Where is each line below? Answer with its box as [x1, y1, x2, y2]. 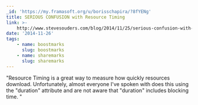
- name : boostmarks [16, 42, 65, 48]
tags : [6, 36, 19, 42]
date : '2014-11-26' [6, 31, 54, 37]
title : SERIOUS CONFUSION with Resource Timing [6, 14, 126, 20]
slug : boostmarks [21, 47, 65, 53]
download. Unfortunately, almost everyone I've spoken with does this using [6, 80, 189, 87]
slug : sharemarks [21, 58, 65, 64]
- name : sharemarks [16, 52, 65, 58]
